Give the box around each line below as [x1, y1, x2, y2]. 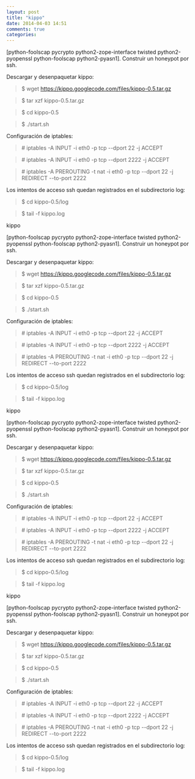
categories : [6, 32, 37, 38]
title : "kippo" [6, 15, 45, 21]
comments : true [6, 26, 45, 32]
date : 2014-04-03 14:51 [6, 20, 67, 26]
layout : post [6, 9, 40, 15]
